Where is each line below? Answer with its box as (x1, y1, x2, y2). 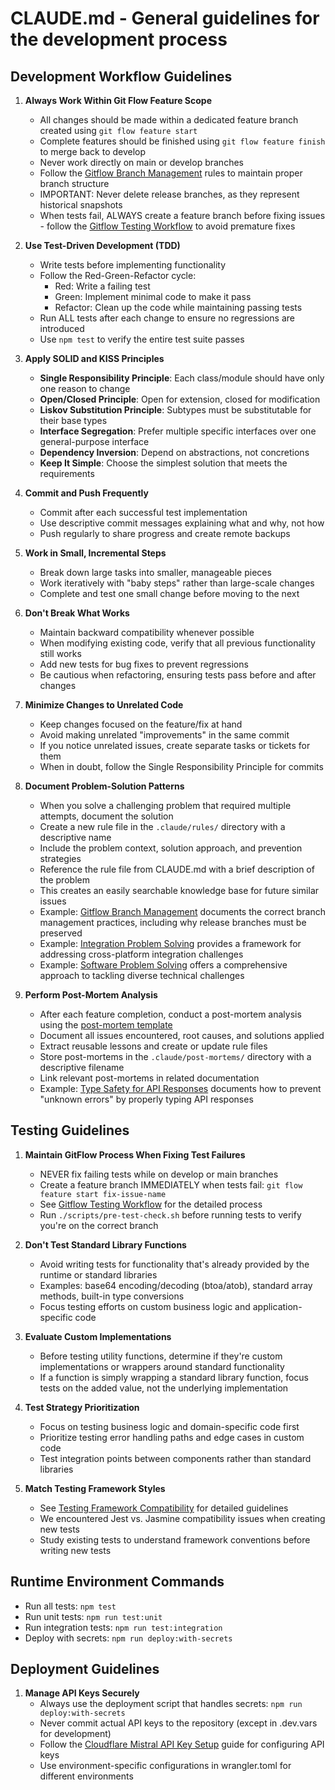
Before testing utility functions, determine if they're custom (39, 1350, 283, 1362)
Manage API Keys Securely (24, 1687, 140, 1699)
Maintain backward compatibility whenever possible (39, 627, 255, 638)
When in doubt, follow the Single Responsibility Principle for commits (39, 761, 324, 772)
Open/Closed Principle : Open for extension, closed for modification (39, 393, 321, 405)
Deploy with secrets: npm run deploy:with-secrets (24, 1632, 233, 1644)
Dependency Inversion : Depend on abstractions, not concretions (39, 447, 310, 458)
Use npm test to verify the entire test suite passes (39, 333, 245, 345)
